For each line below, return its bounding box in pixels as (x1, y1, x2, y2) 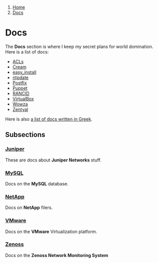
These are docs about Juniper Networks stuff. (5, 157, 101, 163)
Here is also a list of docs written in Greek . (5, 116, 92, 122)
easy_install (12, 69, 36, 75)
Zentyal (12, 106, 28, 112)
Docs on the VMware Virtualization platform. (5, 228, 97, 234)
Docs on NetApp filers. (5, 204, 53, 210)
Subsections (5, 130, 45, 139)
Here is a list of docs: (5, 48, 49, 54)
